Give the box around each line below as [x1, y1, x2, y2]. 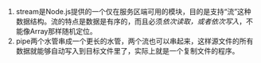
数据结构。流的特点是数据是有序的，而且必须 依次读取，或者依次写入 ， [15, 17, 247, 26]
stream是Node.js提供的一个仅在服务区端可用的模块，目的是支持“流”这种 [15, 7, 252, 16]
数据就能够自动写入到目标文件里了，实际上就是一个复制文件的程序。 [15, 46, 240, 55]
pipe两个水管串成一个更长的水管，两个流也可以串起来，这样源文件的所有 [15, 36, 254, 46]
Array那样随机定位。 [29, 27, 97, 35]
